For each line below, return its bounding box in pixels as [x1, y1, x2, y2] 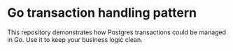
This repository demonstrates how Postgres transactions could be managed [7, 28, 226, 36]
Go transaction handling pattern [7, 5, 197, 21]
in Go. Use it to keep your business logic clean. [7, 35, 143, 43]
